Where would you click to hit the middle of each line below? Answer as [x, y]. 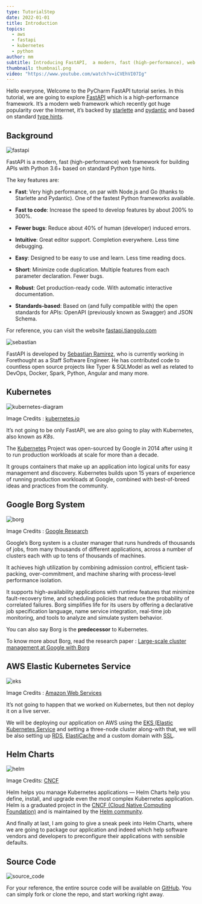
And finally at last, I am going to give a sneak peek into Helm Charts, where [99, 824]
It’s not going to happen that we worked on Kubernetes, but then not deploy [100, 704]
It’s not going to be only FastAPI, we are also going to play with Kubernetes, [100, 430]
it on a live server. [28, 711]
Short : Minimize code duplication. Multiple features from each [92, 270]
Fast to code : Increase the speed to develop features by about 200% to [104, 210]
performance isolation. [34, 580]
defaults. [17, 843]
